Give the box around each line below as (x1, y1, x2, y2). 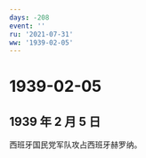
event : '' (9, 21, 46, 30)
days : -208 (9, 12, 50, 22)
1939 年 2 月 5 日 (9, 113, 101, 129)
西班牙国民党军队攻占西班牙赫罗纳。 (9, 139, 142, 150)
